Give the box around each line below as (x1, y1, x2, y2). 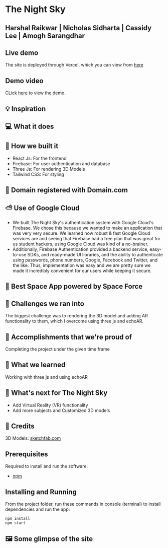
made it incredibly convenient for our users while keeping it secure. (12, 268, 152, 273)
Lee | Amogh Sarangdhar (5, 31, 85, 40)
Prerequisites (5, 450, 48, 458)
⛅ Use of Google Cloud (5, 203, 80, 212)
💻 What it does (5, 122, 54, 130)
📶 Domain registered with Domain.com (5, 186, 128, 194)
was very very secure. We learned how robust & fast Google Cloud (12, 230, 150, 236)
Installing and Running (5, 488, 77, 496)
